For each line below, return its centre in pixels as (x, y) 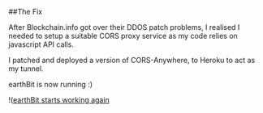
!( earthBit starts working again (59, 100)
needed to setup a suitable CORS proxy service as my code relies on (123, 36)
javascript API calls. (41, 44)
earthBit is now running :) (51, 84)
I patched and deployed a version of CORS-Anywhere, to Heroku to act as (132, 60)
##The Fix (26, 12)
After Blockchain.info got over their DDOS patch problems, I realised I (124, 27)
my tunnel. (26, 69)
